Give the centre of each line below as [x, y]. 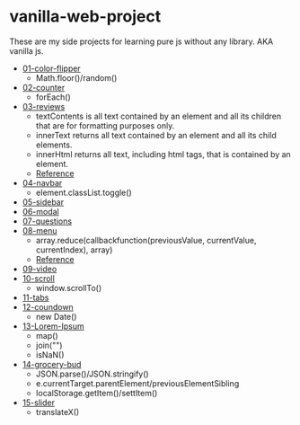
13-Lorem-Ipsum [53, 326]
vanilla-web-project [85, 17]
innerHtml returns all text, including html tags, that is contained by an [163, 154]
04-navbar [42, 182]
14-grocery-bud [52, 364]
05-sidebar [43, 202]
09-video [40, 269]
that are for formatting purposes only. [105, 125]
